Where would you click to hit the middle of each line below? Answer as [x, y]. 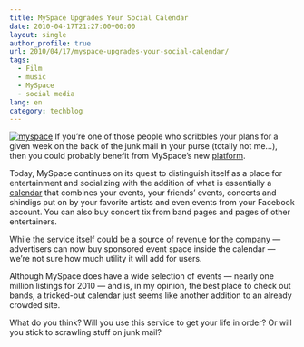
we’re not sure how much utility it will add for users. [106, 259]
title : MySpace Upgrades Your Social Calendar [99, 18]
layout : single [38, 35]
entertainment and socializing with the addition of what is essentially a [141, 183]
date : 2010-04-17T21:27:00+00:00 [73, 26]
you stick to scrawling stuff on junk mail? [85, 332]
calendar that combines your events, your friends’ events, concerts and [143, 193]
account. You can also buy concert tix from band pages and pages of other [150, 212]
